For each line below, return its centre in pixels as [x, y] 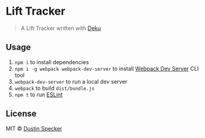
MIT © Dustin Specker [34, 128]
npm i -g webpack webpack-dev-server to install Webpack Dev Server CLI [106, 68]
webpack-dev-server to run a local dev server [71, 81]
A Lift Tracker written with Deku [61, 28]
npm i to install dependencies [52, 62]
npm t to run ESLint [38, 94]
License [21, 114]
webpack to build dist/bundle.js [55, 88]
